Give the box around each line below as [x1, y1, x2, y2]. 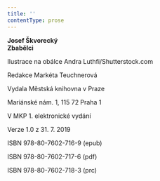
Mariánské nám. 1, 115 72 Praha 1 [7, 98, 102, 106]
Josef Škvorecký [7, 36, 58, 44]
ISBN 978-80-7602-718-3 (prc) [7, 166, 97, 174]
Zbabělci [7, 43, 34, 52]
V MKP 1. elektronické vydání [7, 112, 91, 120]
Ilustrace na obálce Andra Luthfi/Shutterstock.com [7, 57, 153, 65]
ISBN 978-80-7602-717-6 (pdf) [7, 152, 98, 161]
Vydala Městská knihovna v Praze [7, 84, 105, 93]
